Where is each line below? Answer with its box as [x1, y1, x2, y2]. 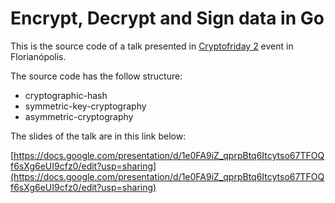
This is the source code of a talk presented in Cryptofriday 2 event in [10, 40, 294, 52]
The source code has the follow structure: [10, 70, 183, 82]
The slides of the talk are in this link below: [10, 130, 187, 142]
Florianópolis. [10, 50, 67, 62]
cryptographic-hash [24, 89, 108, 101]
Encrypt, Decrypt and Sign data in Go [10, 7, 325, 30]
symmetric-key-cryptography [24, 100, 147, 112]
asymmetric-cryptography [24, 110, 134, 122]
